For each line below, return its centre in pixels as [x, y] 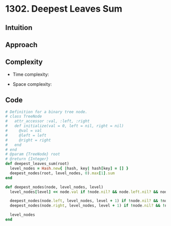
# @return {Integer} [27, 159]
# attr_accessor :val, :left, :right [48, 121]
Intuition [19, 28]
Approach [21, 44]
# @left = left [26, 135]
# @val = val [24, 131]
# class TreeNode [24, 117]
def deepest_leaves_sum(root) [37, 164]
